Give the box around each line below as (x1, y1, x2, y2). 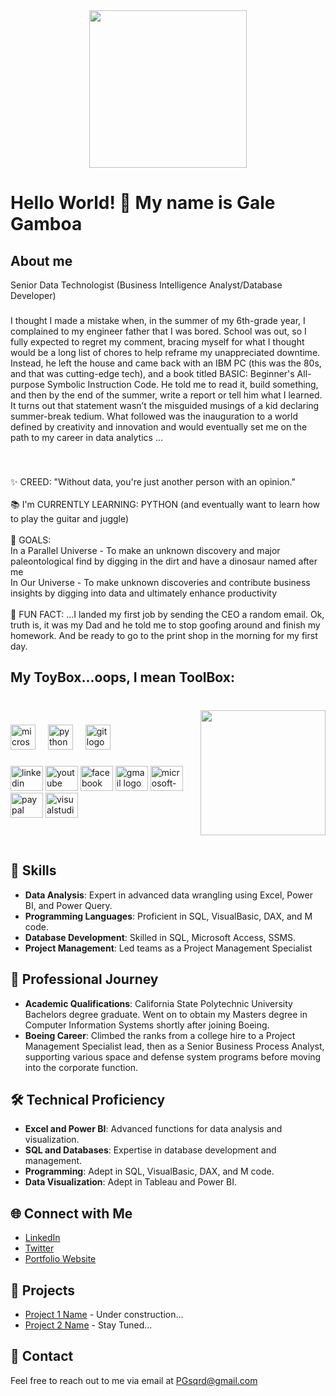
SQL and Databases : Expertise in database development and (24, 1144, 277, 1156)
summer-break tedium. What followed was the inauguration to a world (10, 410, 299, 422)
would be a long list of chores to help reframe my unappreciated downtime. (10, 346, 321, 358)
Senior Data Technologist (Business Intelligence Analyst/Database (10, 279, 283, 291)
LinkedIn (24, 1232, 61, 1244)
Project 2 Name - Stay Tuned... (24, 1319, 153, 1331)
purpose (10, 378, 45, 390)
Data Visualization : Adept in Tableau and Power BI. (24, 1176, 238, 1188)
